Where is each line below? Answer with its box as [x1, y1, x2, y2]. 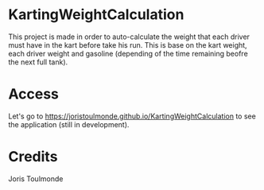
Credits [8, 148, 58, 166]
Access [8, 85, 60, 103]
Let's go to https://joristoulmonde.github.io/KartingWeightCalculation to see [8, 111, 256, 121]
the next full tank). [8, 57, 68, 67]
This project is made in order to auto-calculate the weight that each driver [8, 32, 250, 41]
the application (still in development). [8, 119, 130, 129]
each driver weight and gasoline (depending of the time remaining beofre [8, 48, 248, 58]
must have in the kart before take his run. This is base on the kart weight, [8, 40, 248, 49]
